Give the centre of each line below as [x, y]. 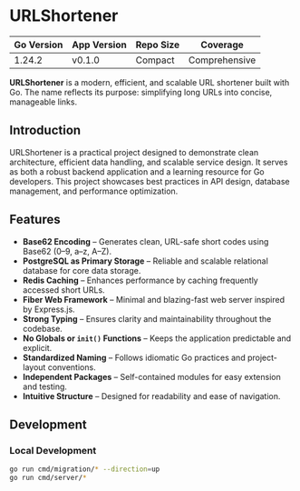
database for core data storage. [82, 270]
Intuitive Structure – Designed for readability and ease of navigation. [151, 396]
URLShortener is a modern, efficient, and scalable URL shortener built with [150, 82]
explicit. [37, 347]
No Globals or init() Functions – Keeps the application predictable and [157, 338]
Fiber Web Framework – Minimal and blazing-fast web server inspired [154, 299]
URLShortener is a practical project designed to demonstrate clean [134, 152]
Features [35, 220]
